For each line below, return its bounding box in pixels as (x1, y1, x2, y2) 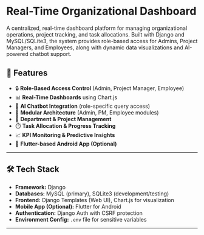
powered (6, 50, 29, 57)
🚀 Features (6, 68, 48, 79)
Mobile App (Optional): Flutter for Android (15, 203, 121, 210)
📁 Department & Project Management (15, 115, 112, 122)
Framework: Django (15, 183, 66, 191)
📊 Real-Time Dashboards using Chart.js (15, 93, 117, 101)
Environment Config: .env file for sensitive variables (15, 216, 147, 223)
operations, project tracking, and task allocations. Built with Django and (6, 30, 185, 38)
